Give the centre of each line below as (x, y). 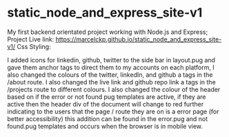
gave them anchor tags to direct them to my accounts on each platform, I (111, 67)
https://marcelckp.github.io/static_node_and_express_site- (139, 39)
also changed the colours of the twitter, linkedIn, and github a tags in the (110, 75)
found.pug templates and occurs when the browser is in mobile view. (105, 126)
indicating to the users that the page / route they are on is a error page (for (113, 111)
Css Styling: (34, 46)
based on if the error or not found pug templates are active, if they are (107, 97)
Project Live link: (31, 39)
